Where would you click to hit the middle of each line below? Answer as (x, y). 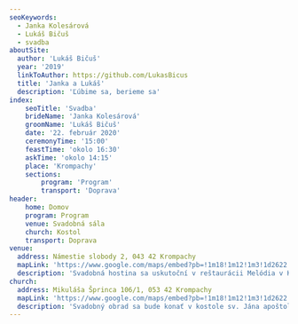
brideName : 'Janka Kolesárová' (83, 116)
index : (21, 100)
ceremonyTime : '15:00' (67, 141)
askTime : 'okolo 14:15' (69, 158)
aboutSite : (29, 51)
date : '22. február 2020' (73, 133)
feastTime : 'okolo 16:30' (73, 149)
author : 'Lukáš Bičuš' (59, 59)
